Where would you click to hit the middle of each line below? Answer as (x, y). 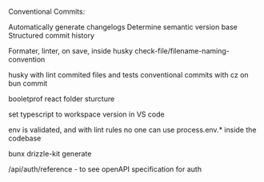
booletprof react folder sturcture (62, 99)
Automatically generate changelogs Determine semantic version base (123, 27)
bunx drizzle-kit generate (50, 154)
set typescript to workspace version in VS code (87, 114)
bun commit (28, 83)
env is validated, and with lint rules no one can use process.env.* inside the (132, 130)
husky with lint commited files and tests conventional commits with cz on (129, 75)
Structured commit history (51, 36)
